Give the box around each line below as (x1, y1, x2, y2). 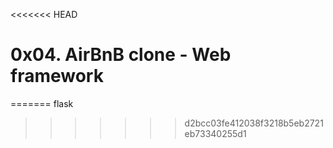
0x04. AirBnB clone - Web (10, 44, 232, 66)
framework (10, 65, 104, 88)
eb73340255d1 (184, 127, 247, 139)
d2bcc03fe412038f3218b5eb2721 (184, 117, 324, 129)
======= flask (10, 97, 74, 109)
